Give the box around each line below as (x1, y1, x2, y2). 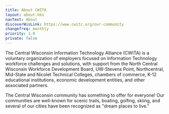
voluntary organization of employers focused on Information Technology (5, 55, 157, 61)
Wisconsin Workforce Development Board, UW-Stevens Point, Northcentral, (5, 66, 164, 72)
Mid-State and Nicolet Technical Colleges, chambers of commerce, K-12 (5, 71, 157, 77)
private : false (5, 36, 38, 41)
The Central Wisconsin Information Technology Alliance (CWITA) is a (5, 49, 150, 56)
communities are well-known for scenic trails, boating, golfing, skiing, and (5, 97, 160, 103)
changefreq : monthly (5, 26, 49, 32)
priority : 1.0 (5, 31, 36, 36)
